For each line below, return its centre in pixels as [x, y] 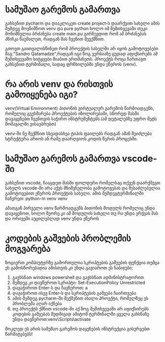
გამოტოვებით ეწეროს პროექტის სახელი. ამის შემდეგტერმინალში [74, 193]
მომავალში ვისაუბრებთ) [31, 124]
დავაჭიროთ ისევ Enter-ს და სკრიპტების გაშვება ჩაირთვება [74, 293]
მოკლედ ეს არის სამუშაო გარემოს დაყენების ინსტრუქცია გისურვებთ [78, 329]
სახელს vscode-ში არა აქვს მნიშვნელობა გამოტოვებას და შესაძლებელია [83, 188]
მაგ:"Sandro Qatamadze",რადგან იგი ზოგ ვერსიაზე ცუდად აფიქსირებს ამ [81, 54]
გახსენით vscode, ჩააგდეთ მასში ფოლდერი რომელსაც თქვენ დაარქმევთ [83, 183]
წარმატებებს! [19, 334]
